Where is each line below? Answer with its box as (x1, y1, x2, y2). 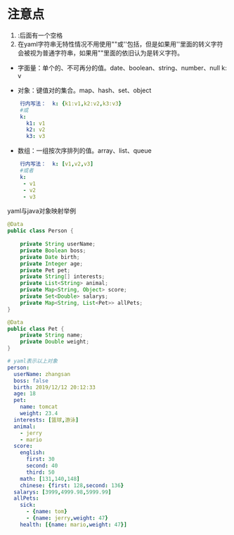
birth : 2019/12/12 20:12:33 (13, 384, 96, 391)
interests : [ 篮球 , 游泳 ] (13, 416, 79, 423)
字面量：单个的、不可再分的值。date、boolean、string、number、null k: (17, 63, 227, 72)
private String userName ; (20, 241, 96, 248)
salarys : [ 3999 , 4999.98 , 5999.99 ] (13, 489, 112, 496)
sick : (20, 501, 37, 509)
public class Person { (7, 227, 74, 234)
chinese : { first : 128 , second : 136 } (20, 481, 124, 489)
